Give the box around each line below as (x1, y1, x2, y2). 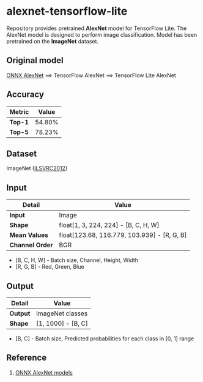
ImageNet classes (36, 309, 88, 318)
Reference (6, 353, 47, 363)
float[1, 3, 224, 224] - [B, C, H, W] (59, 221, 160, 230)
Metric (9, 107, 29, 116)
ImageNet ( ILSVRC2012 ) (6, 165, 68, 172)
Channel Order (9, 241, 53, 249)
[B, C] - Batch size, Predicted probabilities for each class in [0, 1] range (15, 335, 194, 342)
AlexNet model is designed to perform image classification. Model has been (6, 31, 197, 38)
